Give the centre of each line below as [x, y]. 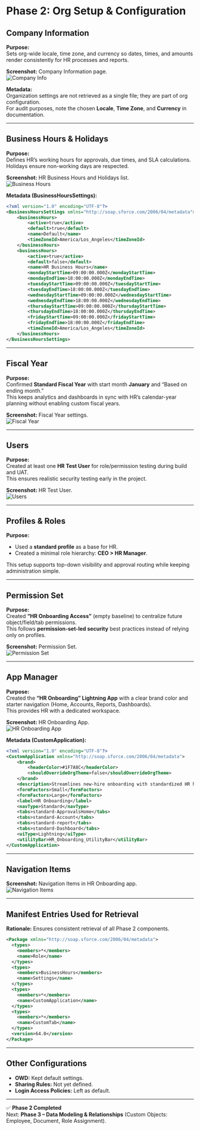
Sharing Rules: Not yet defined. [54, 1084]
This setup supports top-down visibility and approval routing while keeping [98, 565]
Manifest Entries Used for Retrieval [72, 914]
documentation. [26, 115]
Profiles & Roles [36, 521]
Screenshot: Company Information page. [57, 72]
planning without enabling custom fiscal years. [63, 403]
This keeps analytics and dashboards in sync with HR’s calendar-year [91, 397]
